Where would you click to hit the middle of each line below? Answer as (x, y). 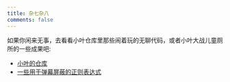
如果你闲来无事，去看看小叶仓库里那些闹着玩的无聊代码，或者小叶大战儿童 (112, 40)
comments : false (30, 20)
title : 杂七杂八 (28, 13)
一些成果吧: (35, 49)
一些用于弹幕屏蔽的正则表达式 (59, 72)
